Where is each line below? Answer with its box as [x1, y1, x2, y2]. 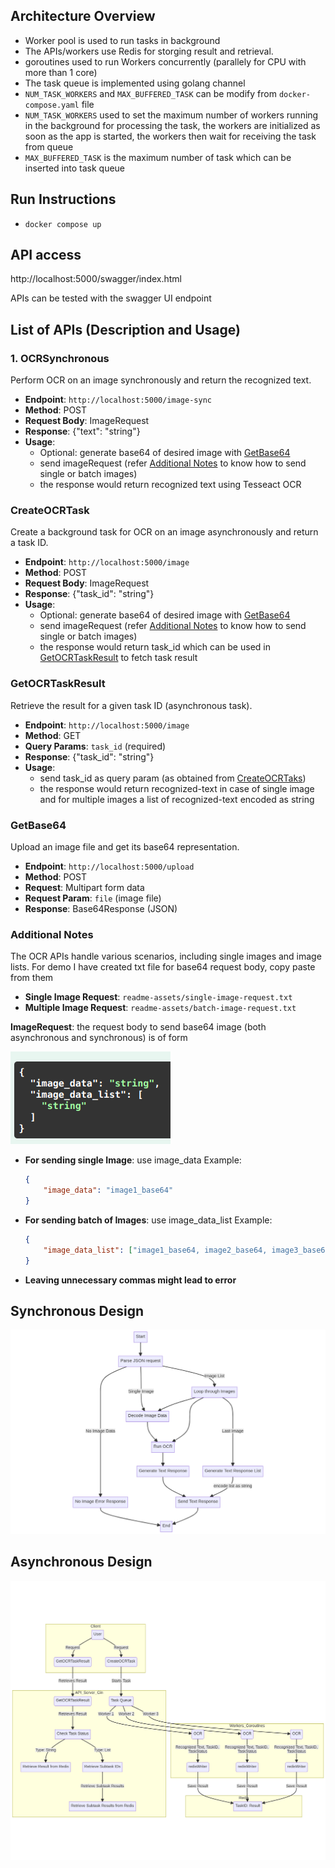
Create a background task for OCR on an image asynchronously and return [10, 526, 319, 538]
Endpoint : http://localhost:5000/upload [24, 860, 195, 873]
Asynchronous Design [10, 1554, 153, 1571]
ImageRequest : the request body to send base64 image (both [10, 1021, 267, 1033]
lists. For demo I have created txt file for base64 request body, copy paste [10, 961, 316, 973]
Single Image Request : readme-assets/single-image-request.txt [24, 991, 293, 1003]
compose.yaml [24, 100, 80, 110]
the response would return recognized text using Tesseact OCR [39, 479, 302, 491]
